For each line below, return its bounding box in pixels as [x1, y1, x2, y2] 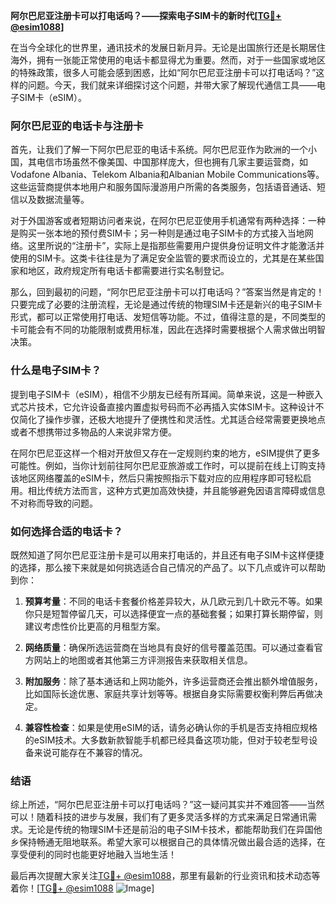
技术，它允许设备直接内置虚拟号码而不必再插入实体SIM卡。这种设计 [36, 400, 316, 413]
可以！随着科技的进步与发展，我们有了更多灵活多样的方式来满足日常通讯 [10, 811, 308, 823]
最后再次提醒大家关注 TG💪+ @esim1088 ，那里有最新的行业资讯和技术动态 [10, 870, 312, 882]
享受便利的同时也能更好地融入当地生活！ [10, 849, 177, 861]
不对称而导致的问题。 [10, 497, 98, 509]
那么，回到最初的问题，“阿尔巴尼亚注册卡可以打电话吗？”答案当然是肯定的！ [10, 286, 325, 298]
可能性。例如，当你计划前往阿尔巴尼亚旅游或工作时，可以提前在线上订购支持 [10, 459, 326, 471]
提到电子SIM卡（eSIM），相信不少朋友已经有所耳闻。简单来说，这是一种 [10, 388, 306, 400]
